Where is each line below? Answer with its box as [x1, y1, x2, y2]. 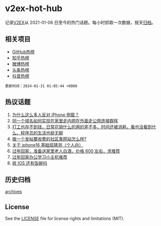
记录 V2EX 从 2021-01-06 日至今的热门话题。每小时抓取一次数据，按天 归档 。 [5, 19, 156, 25]
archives [5, 189, 22, 195]
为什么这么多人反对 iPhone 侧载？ [12, 112, 80, 118]
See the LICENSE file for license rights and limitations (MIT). [5, 216, 125, 222]
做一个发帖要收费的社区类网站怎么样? [12, 136, 87, 142]
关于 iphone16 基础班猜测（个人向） [12, 142, 84, 148]
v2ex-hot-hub [5, 3, 63, 14]
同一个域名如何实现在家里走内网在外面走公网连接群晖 [12, 118, 118, 123]
